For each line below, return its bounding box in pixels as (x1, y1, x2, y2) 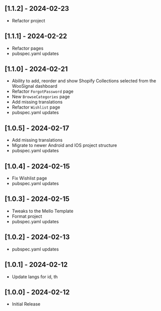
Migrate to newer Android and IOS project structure (11, 142, 117, 148)
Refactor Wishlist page (11, 104, 61, 110)
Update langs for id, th (11, 273, 58, 280)
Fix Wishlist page (11, 175, 47, 181)
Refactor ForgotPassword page (11, 88, 74, 94)
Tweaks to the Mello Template (11, 208, 74, 214)
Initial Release (11, 301, 41, 307)
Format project (11, 213, 43, 219)
